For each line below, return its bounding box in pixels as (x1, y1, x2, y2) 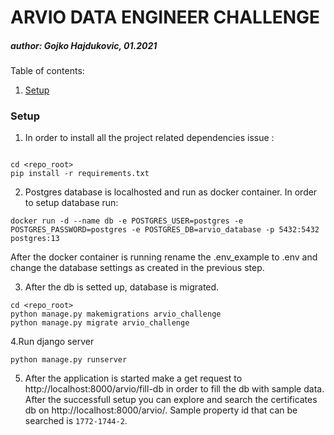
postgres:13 (10, 234, 60, 244)
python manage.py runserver (10, 355, 128, 365)
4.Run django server (10, 336, 95, 348)
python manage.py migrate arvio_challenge (10, 318, 190, 328)
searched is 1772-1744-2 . (24, 415, 128, 427)
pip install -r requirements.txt (10, 169, 150, 179)
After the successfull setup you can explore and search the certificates (24, 394, 318, 406)
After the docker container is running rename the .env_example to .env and (10, 251, 318, 263)
